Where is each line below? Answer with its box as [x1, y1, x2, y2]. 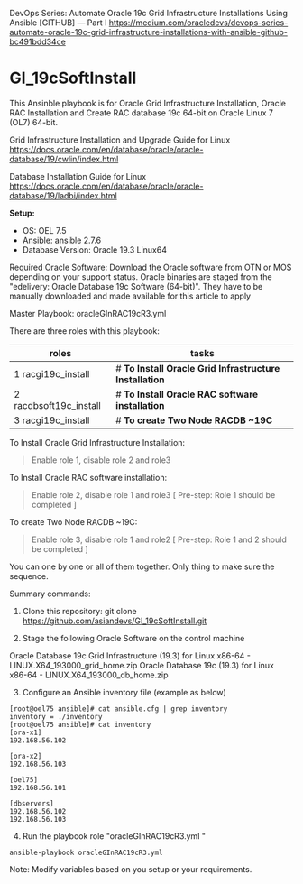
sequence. [9, 570, 50, 581]
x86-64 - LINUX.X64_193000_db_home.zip [9, 669, 169, 680]
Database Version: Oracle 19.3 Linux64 [22, 244, 167, 255]
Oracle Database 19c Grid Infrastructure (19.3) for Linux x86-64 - [9, 649, 251, 661]
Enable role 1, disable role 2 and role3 [31, 455, 171, 465]
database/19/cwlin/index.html [9, 153, 119, 164]
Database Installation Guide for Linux [9, 170, 147, 181]
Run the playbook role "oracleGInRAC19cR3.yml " [22, 830, 206, 842]
